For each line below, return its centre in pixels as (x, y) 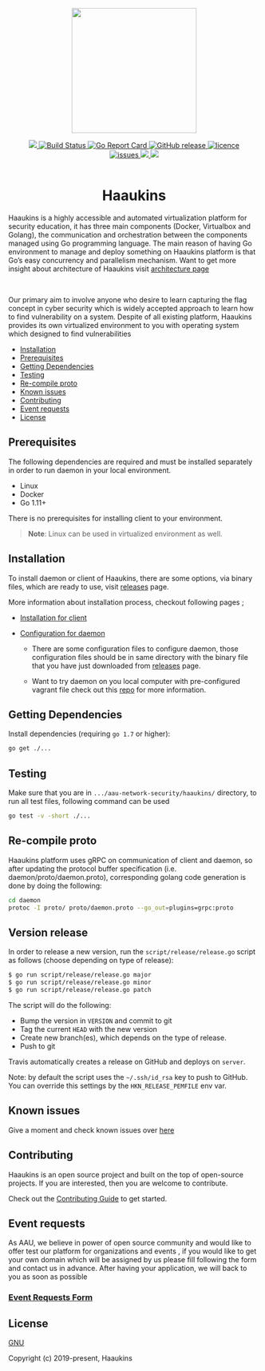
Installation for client (53, 618)
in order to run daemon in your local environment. (90, 470)
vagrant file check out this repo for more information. (119, 689)
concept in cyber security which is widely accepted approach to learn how (131, 308)
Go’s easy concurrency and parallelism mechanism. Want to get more (123, 260)
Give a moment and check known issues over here (91, 1130)
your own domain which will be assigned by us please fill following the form (132, 1260)
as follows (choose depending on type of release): (91, 961)
